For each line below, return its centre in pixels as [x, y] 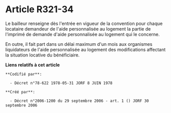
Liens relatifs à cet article [33, 65]
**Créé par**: [20, 92]
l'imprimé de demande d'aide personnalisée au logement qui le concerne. [83, 34]
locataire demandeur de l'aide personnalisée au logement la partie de [78, 29]
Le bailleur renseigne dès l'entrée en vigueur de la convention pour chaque [84, 23]
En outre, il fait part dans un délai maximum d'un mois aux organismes [79, 44]
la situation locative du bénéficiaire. [42, 55]
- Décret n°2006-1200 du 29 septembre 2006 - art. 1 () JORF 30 [79, 101]
